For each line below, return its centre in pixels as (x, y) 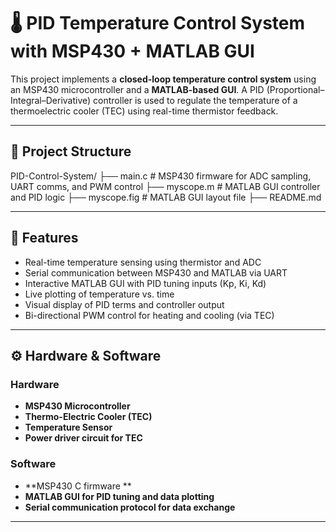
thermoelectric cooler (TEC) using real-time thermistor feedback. (144, 111)
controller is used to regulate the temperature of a (195, 100)
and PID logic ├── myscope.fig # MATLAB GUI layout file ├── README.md (166, 197)
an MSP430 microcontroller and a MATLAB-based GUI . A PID (137, 89)
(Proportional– (295, 89)
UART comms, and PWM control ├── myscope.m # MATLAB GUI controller (165, 186)
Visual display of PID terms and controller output (124, 304)
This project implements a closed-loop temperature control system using (163, 79)
